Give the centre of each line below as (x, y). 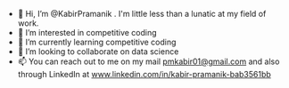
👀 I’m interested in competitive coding (87, 32)
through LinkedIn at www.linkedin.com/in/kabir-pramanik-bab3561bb (144, 74)
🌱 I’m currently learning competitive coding (97, 42)
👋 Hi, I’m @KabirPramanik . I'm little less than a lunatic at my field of (142, 14)
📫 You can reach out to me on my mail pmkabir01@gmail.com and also (149, 61)
